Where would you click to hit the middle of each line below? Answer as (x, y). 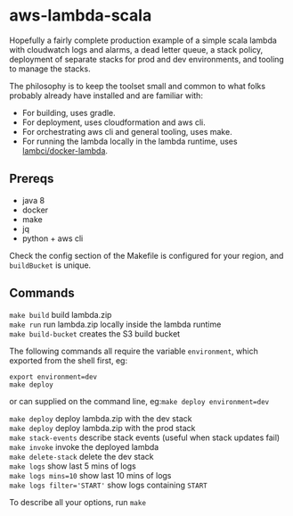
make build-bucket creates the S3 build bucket (95, 333)
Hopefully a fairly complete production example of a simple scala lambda (143, 40)
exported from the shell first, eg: (68, 360)
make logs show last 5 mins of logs (73, 466)
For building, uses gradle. (69, 112)
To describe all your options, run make (78, 502)
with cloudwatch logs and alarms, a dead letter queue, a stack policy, (136, 49)
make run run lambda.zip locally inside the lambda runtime (115, 324)
